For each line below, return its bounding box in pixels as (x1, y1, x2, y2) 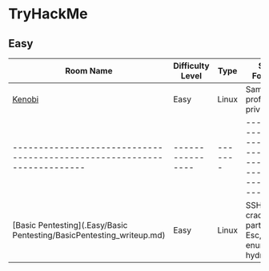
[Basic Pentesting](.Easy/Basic (12, 220, 128, 230)
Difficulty (173, 61, 210, 71)
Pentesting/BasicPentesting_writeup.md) (12, 229, 166, 241)
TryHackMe (8, 5, 88, 23)
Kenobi (12, 94, 39, 105)
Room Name (65, 66, 113, 76)
